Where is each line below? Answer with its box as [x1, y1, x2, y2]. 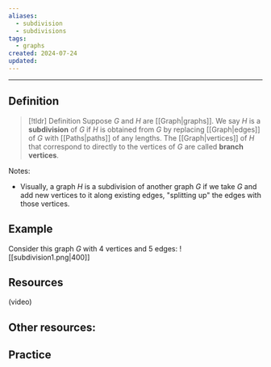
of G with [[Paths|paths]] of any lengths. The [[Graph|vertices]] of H [27, 133, 255, 142]
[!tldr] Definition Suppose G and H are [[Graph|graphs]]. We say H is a [27, 116, 261, 125]
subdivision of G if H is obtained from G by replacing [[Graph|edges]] [27, 124, 261, 134]
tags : [8, 34, 27, 43]
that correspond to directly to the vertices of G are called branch [27, 141, 244, 151]
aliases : [8, 11, 38, 20]
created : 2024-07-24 [8, 49, 78, 57]
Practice [8, 348, 52, 362]
